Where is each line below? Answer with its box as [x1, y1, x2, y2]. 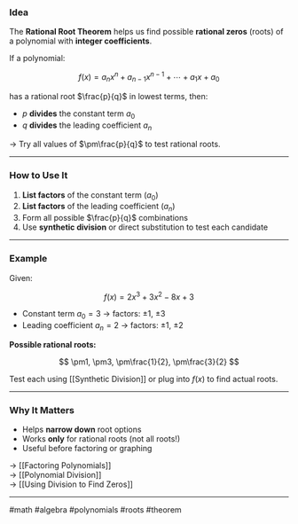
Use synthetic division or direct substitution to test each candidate [21, 222, 269, 232]
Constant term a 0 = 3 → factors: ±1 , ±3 [21, 309, 166, 321]
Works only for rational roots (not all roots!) [21, 434, 180, 444]
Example [9, 253, 48, 265]
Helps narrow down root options [21, 424, 142, 435]
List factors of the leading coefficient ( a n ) [21, 201, 176, 214]
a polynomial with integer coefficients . [9, 35, 153, 46]
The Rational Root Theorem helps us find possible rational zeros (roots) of [9, 27, 284, 37]
